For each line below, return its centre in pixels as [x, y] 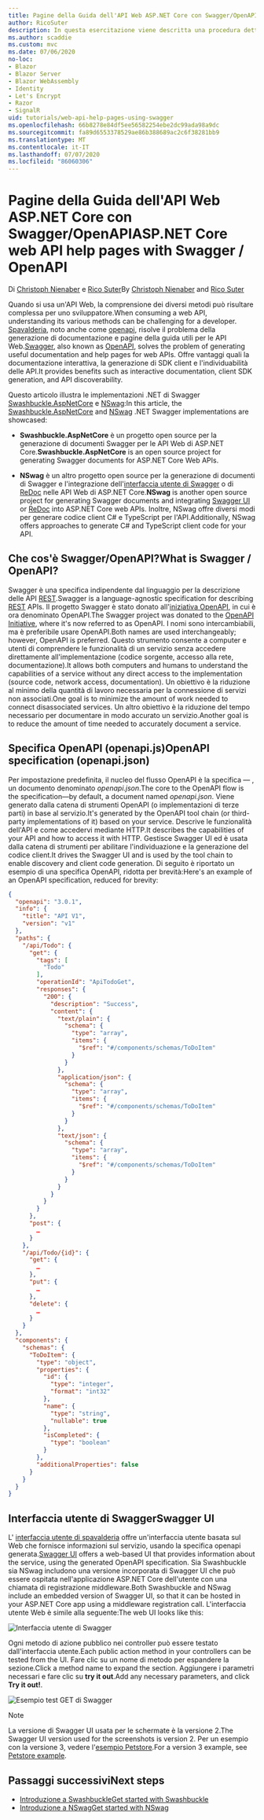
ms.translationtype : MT [47, 140]
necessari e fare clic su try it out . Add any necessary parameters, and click [129, 1677]
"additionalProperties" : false [88, 1464]
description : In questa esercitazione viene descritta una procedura [125, 30]
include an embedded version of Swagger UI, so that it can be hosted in [125, 1596]
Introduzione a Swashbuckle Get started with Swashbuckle [114, 1799]
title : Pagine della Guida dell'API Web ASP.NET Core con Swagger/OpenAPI [133, 15]
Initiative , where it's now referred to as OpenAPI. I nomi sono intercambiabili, [132, 623]
